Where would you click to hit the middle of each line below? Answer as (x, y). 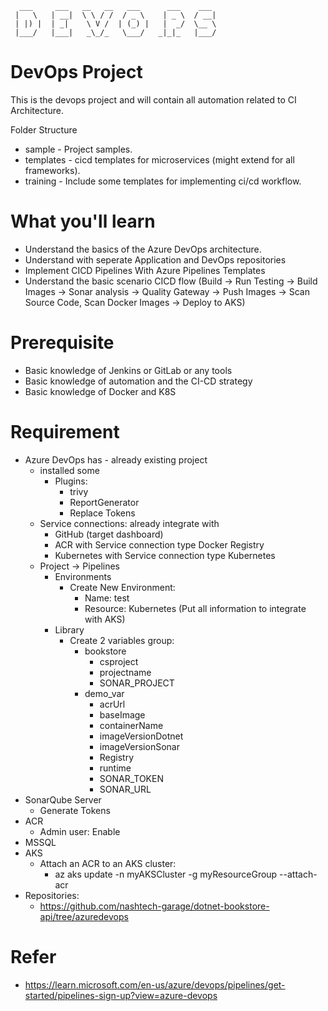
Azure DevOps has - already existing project (116, 459)
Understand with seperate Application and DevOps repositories (155, 259)
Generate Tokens (75, 810)
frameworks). (52, 170)
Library (69, 629)
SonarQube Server (63, 799)
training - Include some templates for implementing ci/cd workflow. (163, 181)
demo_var (104, 693)
